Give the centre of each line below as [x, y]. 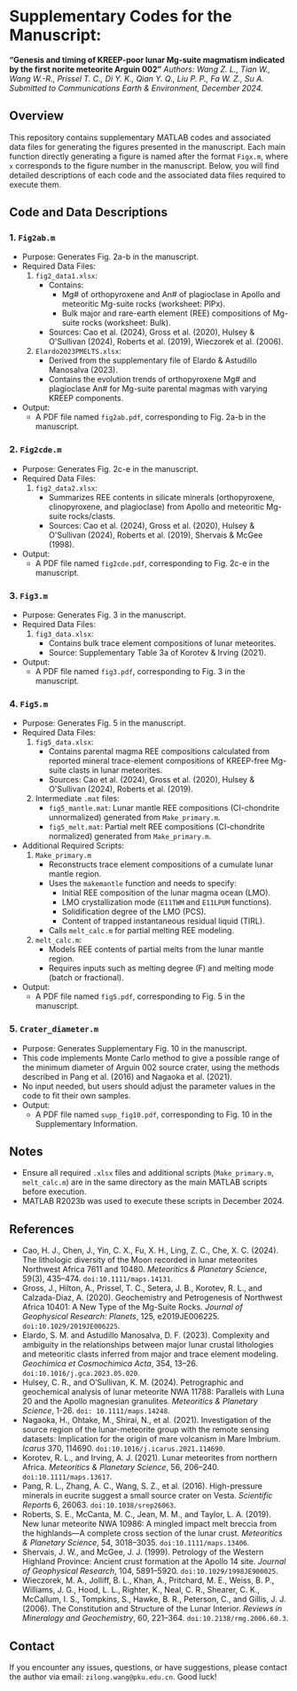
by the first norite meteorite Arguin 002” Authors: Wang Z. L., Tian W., [140, 69]
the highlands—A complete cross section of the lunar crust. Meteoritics [152, 1533]
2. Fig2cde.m [35, 450]
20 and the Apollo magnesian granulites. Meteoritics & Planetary [140, 1401]
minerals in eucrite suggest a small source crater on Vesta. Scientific [147, 1496]
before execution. [54, 1192]
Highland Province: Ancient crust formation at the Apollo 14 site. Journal [154, 1561]
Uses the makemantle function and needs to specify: [142, 884]
